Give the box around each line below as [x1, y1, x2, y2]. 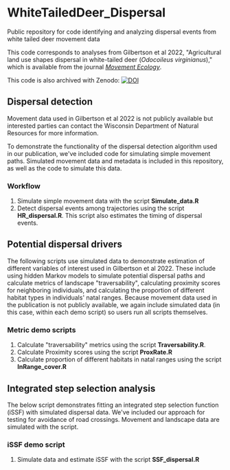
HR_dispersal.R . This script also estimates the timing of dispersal [16, 212, 203, 220]
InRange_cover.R [16, 363, 67, 371]
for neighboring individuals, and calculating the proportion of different [7, 286, 205, 294]
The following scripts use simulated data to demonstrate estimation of [7, 256, 205, 265]
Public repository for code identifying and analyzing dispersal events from [7, 27, 217, 36]
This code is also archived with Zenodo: [7, 76, 120, 84]
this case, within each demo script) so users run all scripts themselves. [7, 308, 208, 316]
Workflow [7, 181, 41, 190]
